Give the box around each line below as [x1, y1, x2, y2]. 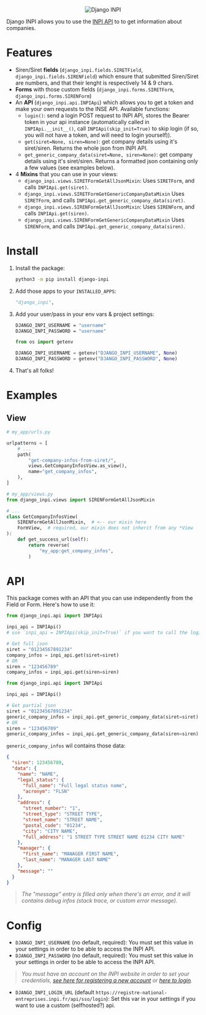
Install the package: [15, 264, 66, 272]
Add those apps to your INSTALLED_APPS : [15, 287, 116, 295]
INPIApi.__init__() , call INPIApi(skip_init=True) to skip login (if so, [24, 125, 199, 132]
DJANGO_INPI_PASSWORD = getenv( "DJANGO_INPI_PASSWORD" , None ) [15, 356, 178, 362]
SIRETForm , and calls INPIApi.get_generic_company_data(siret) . [24, 196, 185, 204]
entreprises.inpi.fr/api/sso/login [15, 997, 107, 1003]
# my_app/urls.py [6, 429, 51, 435]
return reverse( [28, 542, 70, 548]
